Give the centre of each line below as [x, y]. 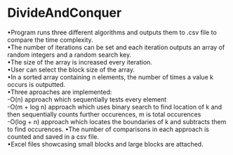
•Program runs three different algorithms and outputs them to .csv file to [112, 32]
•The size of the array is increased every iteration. [80, 62]
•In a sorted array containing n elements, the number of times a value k [111, 77]
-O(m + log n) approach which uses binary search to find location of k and [115, 107]
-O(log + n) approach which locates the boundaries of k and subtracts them [117, 121]
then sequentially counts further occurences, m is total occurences [104, 114]
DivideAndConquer [65, 13]
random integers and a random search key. [69, 55]
